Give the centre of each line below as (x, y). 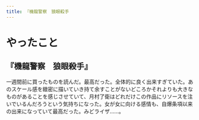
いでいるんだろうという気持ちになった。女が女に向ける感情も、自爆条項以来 (99, 103)
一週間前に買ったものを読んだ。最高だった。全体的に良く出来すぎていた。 (97, 82)
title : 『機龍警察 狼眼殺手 (38, 12)
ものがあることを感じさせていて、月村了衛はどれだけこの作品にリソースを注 (99, 96)
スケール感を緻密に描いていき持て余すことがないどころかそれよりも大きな (102, 89)
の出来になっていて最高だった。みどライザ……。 (65, 111)
